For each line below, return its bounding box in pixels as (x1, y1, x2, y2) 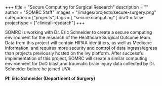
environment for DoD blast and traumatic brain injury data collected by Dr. (5, 61, 156, 66)
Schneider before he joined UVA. (5, 66, 72, 72)
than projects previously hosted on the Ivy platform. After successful (5, 50, 145, 56)
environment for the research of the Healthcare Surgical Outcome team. (5, 34, 152, 40)
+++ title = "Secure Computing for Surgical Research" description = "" (5, 4, 149, 10)
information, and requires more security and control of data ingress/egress (5, 45, 157, 51)
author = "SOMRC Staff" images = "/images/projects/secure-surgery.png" (5, 9, 157, 15)
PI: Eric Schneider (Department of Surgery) (5, 76, 95, 81)
